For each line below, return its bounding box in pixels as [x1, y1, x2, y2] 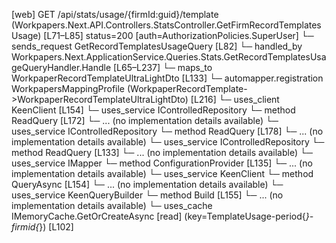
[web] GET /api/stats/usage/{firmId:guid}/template [11, 9, 219, 20]
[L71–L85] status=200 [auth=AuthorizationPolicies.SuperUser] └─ [43, 30, 314, 41]
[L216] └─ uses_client [190, 94, 280, 105]
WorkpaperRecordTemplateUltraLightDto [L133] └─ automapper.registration [11, 72, 324, 84]
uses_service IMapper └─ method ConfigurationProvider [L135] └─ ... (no [11, 157, 313, 169]
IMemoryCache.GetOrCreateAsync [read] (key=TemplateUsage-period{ [11, 210, 306, 222]
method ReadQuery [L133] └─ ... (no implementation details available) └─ [11, 147, 313, 158]
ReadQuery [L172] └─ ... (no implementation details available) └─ [11, 115, 279, 126]
